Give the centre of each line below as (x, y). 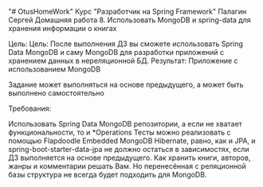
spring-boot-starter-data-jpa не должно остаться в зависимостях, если (129, 149)
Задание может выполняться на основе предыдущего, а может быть (126, 84)
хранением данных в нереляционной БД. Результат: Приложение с (123, 60)
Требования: (30, 108)
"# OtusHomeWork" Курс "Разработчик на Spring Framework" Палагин (128, 12)
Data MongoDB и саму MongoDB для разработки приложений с (116, 52)
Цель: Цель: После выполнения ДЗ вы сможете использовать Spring (126, 44)
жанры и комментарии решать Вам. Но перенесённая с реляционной (128, 166)
